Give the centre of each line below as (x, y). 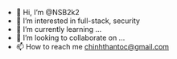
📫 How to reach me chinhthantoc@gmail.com (93, 47)
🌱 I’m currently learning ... (59, 29)
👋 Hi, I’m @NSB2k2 (47, 12)
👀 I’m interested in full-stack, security (78, 21)
